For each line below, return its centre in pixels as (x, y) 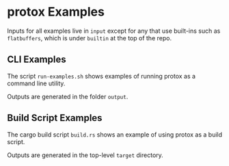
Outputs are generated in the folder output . (68, 96)
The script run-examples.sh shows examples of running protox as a (102, 76)
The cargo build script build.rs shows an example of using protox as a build (115, 135)
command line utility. (36, 83)
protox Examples (56, 12)
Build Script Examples (55, 118)
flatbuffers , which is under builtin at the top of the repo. (90, 38)
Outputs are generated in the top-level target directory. (85, 155)
